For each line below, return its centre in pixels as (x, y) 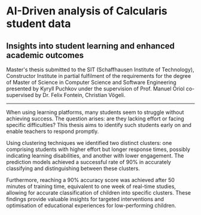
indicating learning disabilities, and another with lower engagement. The (95, 156)
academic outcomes (45, 55)
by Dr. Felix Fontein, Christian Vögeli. (80, 95)
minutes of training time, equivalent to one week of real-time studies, (91, 186)
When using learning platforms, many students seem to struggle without (95, 112)
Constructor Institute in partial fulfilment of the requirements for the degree (99, 76)
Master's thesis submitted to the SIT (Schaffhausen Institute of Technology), (100, 69)
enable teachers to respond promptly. (53, 131)
